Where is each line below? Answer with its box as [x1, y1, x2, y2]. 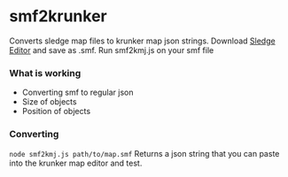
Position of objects [21, 106, 91, 117]
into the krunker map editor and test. [9, 158, 143, 168]
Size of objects [21, 96, 77, 107]
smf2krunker [9, 6, 108, 27]
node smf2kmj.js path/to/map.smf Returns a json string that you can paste [9, 148, 280, 158]
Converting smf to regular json [21, 87, 135, 98]
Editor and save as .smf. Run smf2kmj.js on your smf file [9, 44, 214, 55]
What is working [9, 66, 82, 79]
